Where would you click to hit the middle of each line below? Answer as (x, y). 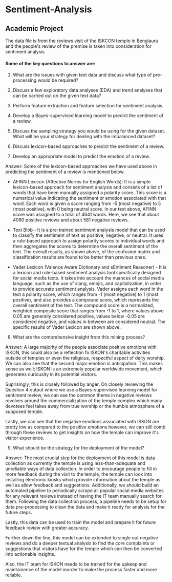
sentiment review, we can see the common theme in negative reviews (79, 395)
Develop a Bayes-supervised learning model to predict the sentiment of (88, 116)
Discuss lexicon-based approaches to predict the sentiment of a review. (89, 146)
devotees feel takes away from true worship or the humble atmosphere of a (85, 406)
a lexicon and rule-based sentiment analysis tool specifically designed (87, 273)
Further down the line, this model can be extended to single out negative (82, 538)
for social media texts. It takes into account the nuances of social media (88, 278)
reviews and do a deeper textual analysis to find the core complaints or (80, 543)
